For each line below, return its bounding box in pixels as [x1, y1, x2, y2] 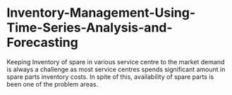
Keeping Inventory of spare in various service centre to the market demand [6, 57, 225, 66]
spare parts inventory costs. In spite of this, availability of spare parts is [6, 72, 214, 81]
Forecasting [6, 35, 78, 50]
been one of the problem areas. [6, 80, 99, 88]
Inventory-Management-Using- [6, 5, 195, 21]
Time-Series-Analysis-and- [6, 20, 173, 36]
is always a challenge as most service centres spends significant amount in [6, 65, 226, 73]
